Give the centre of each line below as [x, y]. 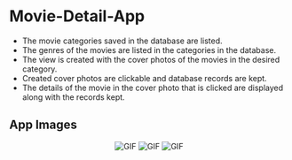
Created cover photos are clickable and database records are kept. [145, 78]
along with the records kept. [74, 97]
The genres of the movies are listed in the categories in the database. [149, 50]
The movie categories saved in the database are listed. [122, 41]
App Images [43, 125]
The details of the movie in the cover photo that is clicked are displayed [153, 88]
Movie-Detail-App [77, 16]
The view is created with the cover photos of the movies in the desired [151, 59]
